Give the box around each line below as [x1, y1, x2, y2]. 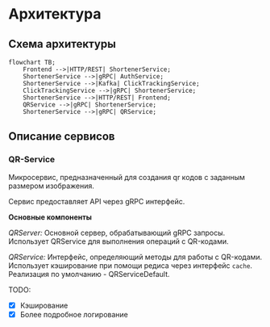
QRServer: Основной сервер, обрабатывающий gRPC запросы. [8, 228, 226, 237]
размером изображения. [8, 181, 95, 191]
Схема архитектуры [8, 37, 117, 51]
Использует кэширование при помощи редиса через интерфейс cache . [8, 260, 252, 270]
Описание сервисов [8, 130, 115, 144]
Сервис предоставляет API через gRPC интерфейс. [8, 196, 185, 206]
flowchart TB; [8, 58, 56, 66]
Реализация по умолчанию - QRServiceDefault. [8, 269, 171, 279]
